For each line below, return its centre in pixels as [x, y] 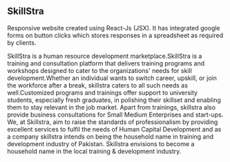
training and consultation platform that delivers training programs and [106, 63]
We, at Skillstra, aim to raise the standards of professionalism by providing [113, 122]
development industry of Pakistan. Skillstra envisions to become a [101, 143]
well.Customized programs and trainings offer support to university [103, 92]
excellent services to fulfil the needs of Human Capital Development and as [114, 129]
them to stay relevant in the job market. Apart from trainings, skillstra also [112, 107]
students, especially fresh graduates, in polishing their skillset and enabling [114, 100]
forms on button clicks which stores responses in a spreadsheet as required [115, 35]
